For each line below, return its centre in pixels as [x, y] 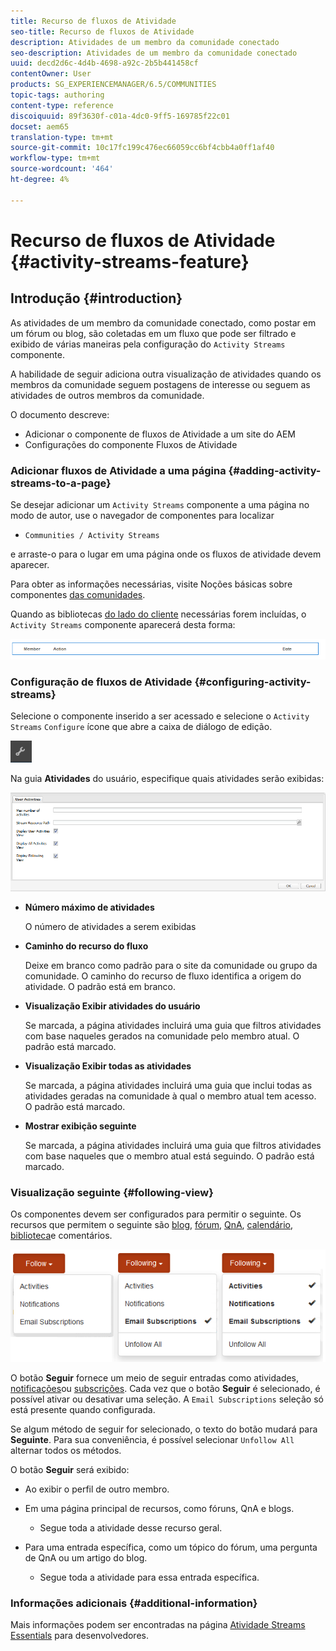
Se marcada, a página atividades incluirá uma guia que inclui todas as [168, 1085]
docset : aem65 [40, 126]
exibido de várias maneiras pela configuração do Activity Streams [148, 344]
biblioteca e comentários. [61, 1236]
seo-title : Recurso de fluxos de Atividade [102, 31]
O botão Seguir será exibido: [70, 1469]
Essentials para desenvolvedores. [79, 1636]
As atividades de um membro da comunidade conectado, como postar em [163, 322]
